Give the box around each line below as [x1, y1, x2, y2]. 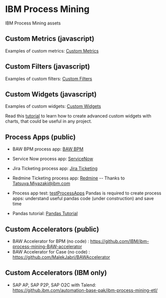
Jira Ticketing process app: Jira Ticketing [12, 165, 98, 171]
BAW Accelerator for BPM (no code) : [12, 238, 89, 244]
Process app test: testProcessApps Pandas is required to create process [12, 190, 162, 196]
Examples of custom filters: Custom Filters [5, 75, 92, 81]
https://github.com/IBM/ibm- [90, 238, 150, 244]
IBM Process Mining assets [5, 20, 61, 26]
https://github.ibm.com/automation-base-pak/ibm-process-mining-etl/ [12, 287, 158, 293]
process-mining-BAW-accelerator [12, 243, 82, 249]
